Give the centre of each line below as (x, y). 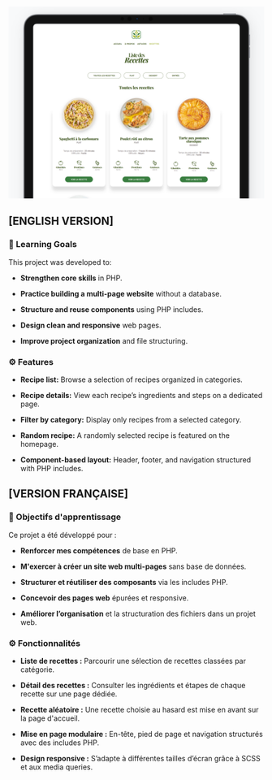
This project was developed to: (60, 262)
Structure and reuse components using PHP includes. (112, 309)
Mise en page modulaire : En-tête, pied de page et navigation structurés (142, 734)
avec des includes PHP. (60, 743)
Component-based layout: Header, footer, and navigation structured (136, 459)
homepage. (39, 444)
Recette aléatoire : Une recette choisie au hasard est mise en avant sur (139, 709)
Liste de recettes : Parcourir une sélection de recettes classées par (133, 661)
